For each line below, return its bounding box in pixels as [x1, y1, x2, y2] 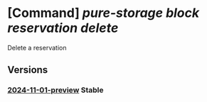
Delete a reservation [7, 43, 67, 52]
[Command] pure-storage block [7, 5, 200, 21]
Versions [7, 64, 48, 76]
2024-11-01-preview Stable [7, 85, 104, 95]
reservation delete [7, 20, 119, 36]
